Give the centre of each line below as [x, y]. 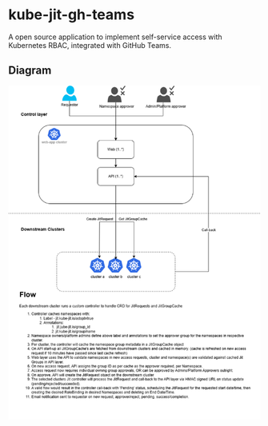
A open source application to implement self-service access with [115, 37]
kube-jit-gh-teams [71, 15]
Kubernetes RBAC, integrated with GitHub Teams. [90, 45]
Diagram [30, 71]
